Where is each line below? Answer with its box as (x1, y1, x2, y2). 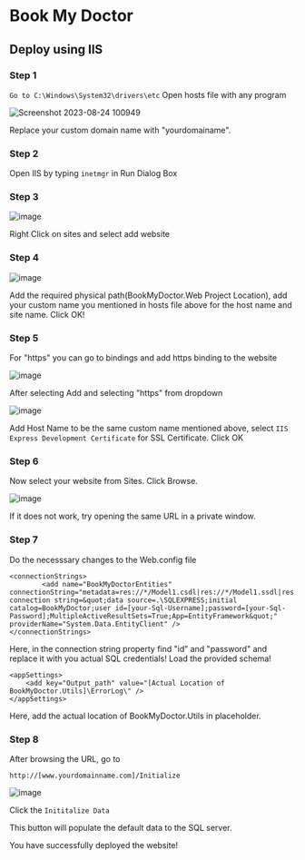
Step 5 (9, 331, 39, 344)
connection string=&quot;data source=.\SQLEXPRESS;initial (9, 596, 238, 605)
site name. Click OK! (9, 309, 85, 320)
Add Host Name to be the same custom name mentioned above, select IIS (9, 423, 289, 434)
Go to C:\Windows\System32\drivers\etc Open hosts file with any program (9, 89, 287, 100)
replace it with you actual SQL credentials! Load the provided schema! (9, 653, 272, 664)
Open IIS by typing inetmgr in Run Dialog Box (9, 168, 178, 179)
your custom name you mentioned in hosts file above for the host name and (9, 299, 292, 310)
